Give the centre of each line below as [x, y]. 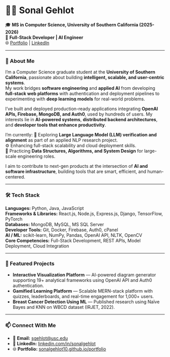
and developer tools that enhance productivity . [56, 125]
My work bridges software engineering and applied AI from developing [80, 88]
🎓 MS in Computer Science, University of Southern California [72, 24]
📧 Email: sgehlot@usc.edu [40, 338]
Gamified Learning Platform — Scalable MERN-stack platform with [83, 291]
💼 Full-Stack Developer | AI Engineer [44, 37]
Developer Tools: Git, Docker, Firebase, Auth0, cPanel [62, 230]
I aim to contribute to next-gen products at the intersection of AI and [77, 166]
